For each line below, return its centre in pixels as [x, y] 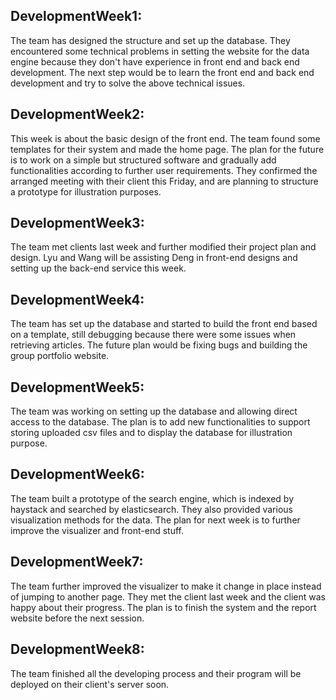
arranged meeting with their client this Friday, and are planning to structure [164, 181]
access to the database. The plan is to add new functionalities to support [160, 422]
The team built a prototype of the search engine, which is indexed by [152, 498]
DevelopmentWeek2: [77, 114]
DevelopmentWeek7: [77, 562]
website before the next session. [77, 618]
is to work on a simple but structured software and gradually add [143, 160]
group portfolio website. [60, 356]
